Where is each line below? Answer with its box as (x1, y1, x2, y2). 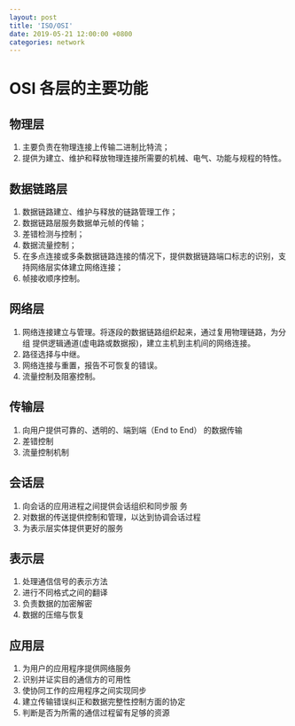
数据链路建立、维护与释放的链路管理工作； (21, 207, 178, 217)
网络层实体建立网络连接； (29, 262, 124, 273)
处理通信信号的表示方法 (21, 576, 108, 587)
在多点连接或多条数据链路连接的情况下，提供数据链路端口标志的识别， (21, 251, 279, 262)
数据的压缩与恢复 (21, 609, 85, 621)
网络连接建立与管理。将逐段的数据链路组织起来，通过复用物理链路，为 (21, 326, 279, 337)
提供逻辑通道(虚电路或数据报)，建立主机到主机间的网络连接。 (32, 338, 255, 348)
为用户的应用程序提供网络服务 (21, 663, 131, 674)
